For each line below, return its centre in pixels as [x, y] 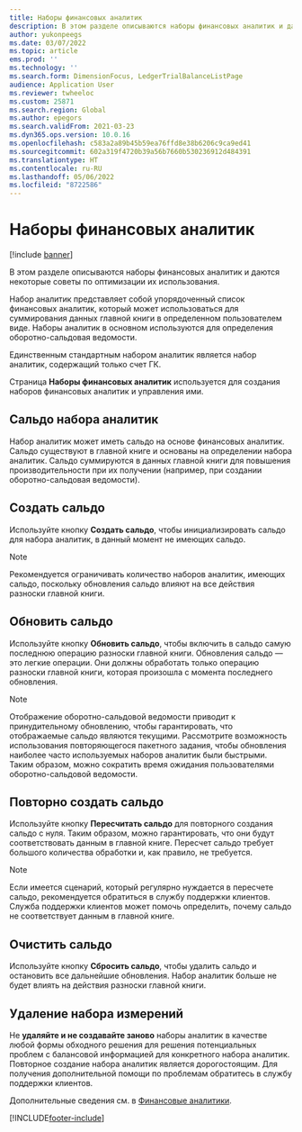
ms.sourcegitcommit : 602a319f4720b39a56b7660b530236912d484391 [130, 151]
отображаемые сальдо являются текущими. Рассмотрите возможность [148, 736]
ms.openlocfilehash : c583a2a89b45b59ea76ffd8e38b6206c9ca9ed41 [130, 143]
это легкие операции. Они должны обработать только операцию [134, 662]
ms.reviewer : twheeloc [52, 93]
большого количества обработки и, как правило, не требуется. [131, 853]
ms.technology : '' [44, 68]
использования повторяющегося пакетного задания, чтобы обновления [148, 745]
